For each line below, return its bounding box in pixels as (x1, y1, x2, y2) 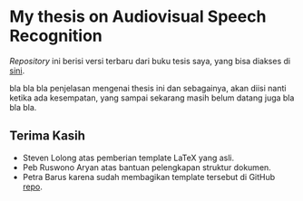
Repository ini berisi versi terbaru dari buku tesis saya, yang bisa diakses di (9, 55, 291, 66)
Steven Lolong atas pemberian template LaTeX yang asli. (22, 152, 235, 163)
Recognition (9, 25, 103, 46)
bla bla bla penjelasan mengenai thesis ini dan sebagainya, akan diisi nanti (9, 82, 287, 93)
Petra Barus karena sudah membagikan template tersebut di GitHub (22, 171, 276, 182)
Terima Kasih (9, 129, 86, 144)
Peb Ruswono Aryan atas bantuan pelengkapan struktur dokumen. (22, 161, 272, 173)
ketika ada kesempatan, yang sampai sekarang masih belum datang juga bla (9, 92, 295, 103)
